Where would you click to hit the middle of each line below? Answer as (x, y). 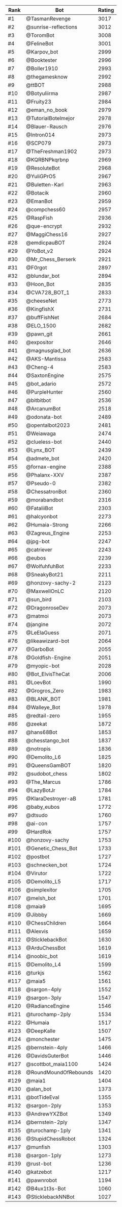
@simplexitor (42, 890)
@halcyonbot (42, 516)
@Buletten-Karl (45, 185)
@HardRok (39, 832)
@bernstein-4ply (47, 1047)
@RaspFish (40, 218)
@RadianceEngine (48, 1006)
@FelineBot (40, 44)
